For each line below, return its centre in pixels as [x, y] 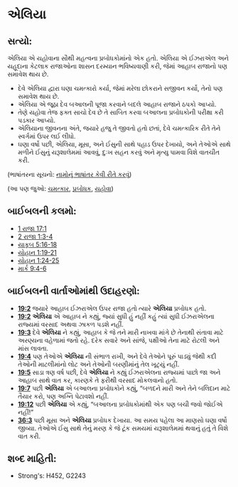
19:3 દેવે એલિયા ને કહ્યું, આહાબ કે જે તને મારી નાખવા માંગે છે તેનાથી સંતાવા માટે [120, 332]
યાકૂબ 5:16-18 [37, 244]
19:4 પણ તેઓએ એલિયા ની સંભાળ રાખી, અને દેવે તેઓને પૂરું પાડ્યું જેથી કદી [117, 356]
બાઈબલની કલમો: [42, 211]
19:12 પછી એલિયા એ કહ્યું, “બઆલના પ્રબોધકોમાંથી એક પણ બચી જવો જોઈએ [120, 404]
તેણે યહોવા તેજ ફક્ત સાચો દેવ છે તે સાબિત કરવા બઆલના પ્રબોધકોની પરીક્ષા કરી [120, 112]
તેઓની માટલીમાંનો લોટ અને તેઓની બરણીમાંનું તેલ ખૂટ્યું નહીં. [98, 364]
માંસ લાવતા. [33, 348]
